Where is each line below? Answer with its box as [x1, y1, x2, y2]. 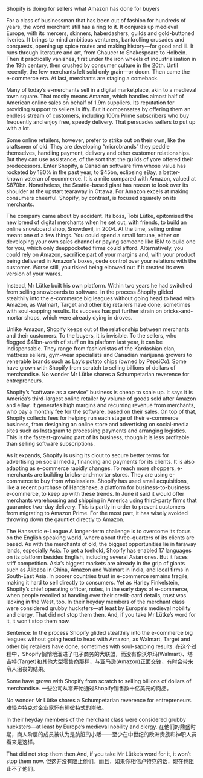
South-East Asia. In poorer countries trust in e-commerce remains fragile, [6, 573, 189, 579]
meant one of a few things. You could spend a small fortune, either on [6, 232, 180, 239]
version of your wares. [6, 270, 62, 277]
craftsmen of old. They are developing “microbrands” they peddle [6, 143, 170, 150]
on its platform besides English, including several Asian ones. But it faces [6, 553, 188, 561]
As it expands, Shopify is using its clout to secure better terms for [6, 452, 170, 458]
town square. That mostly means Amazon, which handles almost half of [6, 93, 184, 100]
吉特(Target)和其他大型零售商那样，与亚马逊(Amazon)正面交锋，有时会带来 [6, 658, 193, 665]
